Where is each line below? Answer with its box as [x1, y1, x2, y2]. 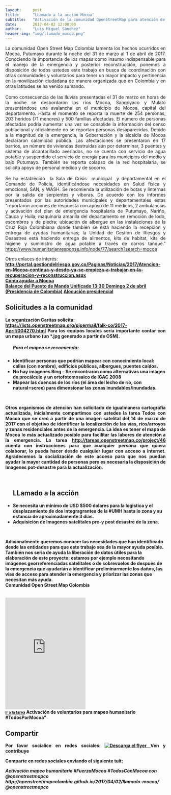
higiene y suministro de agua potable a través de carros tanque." [5, 240, 166, 247]
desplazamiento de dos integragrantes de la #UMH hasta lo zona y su [12, 508, 162, 514]
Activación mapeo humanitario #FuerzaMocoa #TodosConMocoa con [5, 768, 157, 774]
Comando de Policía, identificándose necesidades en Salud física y [5, 181, 166, 187]
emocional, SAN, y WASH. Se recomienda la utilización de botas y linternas [5, 186, 166, 192]
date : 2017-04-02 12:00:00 [5, 21, 76, 27]
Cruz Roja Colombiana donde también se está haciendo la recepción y [5, 224, 166, 230]
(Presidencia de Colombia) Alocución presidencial [5, 288, 113, 294]
